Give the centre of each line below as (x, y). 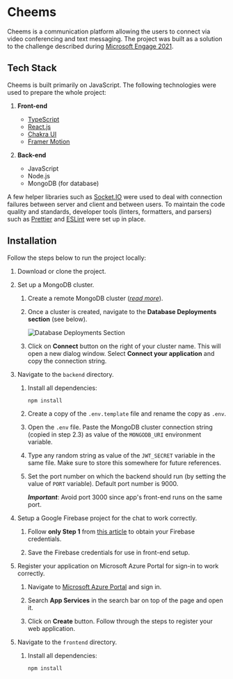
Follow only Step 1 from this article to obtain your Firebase (111, 532)
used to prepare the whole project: (57, 92)
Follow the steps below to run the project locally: (77, 258)
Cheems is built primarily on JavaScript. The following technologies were (112, 85)
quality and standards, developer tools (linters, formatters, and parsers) (110, 211)
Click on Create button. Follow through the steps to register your (120, 621)
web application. (51, 629)
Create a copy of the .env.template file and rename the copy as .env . (127, 414)
